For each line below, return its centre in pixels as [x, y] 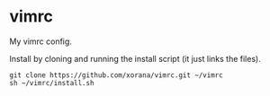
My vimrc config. [40, 41]
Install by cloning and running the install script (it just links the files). [135, 58]
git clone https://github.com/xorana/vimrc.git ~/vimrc [116, 75]
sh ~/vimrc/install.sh [52, 83]
